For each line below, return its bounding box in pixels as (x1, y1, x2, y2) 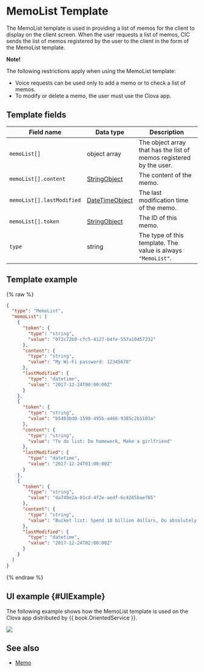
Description (149, 128, 184, 136)
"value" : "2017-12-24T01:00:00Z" (28, 461, 113, 467)
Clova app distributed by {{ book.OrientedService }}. (6, 614, 138, 621)
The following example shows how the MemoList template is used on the (6, 607, 188, 615)
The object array (138, 138, 186, 147)
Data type (95, 128, 124, 136)
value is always (138, 246, 182, 254)
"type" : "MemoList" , (12, 308, 64, 314)
